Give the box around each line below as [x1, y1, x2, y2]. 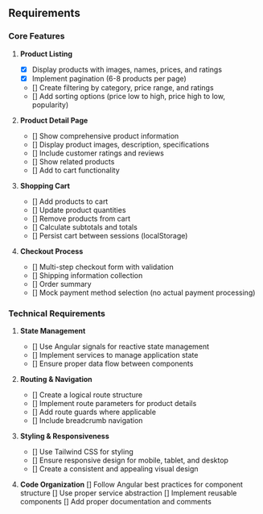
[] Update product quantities [31, 205, 126, 214]
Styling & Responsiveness [19, 431, 110, 441]
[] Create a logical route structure [31, 390, 143, 400]
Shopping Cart [19, 180, 71, 190]
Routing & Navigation [19, 375, 92, 384]
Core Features [8, 31, 65, 42]
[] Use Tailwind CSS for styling [31, 447, 134, 457]
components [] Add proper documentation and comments [19, 497, 212, 507]
